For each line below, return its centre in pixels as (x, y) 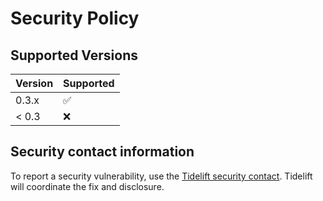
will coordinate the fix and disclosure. (87, 186)
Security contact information (102, 152)
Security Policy (75, 18)
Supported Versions (74, 55)
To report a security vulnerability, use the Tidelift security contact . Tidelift (161, 176)
